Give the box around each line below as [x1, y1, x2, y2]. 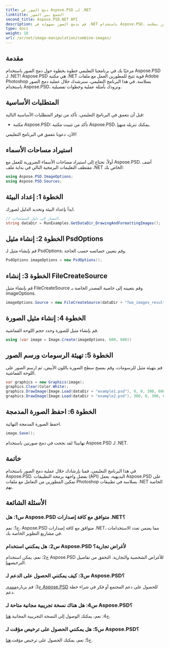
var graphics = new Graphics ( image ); [6, 379, 85, 384]
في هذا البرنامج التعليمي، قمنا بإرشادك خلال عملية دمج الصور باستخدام [6, 468, 136, 474]
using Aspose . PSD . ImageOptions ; [6, 174, 73, 179]
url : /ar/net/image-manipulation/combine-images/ [6, 36, 112, 41]
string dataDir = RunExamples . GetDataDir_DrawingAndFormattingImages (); [6, 220, 161, 226]
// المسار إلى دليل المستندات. [6, 216, 61, 221]
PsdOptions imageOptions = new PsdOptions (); [6, 257, 102, 263]
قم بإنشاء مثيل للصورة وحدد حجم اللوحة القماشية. [6, 327, 99, 333]
